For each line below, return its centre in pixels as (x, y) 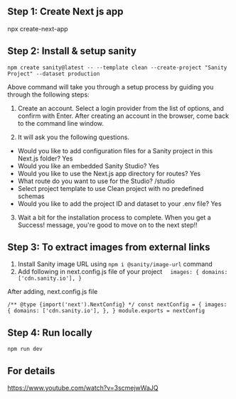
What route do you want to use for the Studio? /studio (96, 181)
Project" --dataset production (54, 74)
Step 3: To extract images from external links (109, 247)
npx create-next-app (38, 28)
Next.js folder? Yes (45, 158)
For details (31, 371)
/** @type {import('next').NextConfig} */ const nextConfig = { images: (117, 305)
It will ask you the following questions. (74, 137)
